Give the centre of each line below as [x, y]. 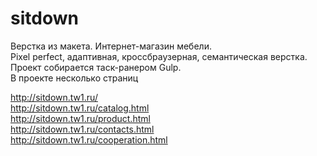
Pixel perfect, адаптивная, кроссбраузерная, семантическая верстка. [159, 56]
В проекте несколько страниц [74, 78]
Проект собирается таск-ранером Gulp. [96, 67]
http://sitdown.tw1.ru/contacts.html [82, 129]
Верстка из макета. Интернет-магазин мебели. [111, 46]
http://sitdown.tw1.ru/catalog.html [80, 108]
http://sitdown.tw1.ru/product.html [80, 118]
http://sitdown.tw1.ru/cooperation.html [89, 139]
